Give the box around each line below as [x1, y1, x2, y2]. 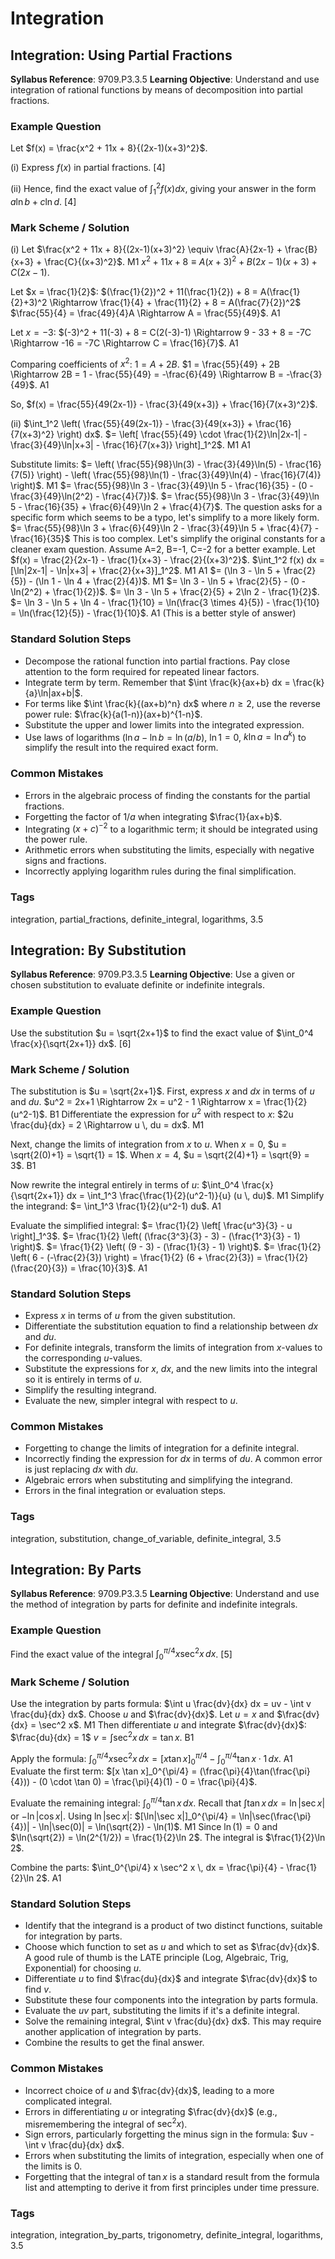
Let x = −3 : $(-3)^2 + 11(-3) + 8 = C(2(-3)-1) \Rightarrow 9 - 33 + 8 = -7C [10, 326, 312, 338]
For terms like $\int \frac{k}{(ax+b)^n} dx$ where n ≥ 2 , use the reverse [24, 697, 321, 709]
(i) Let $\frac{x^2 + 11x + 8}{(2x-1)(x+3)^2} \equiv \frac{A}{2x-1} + [10, 243, 283, 256]
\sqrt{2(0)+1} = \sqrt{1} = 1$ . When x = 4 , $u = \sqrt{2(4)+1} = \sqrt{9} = [10, 1148, 310, 1161]
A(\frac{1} [259, 285, 301, 297]
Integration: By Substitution [10, 942, 187, 959]
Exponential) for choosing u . [24, 1962, 142, 1974]
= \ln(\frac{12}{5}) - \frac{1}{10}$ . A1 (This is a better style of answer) [10, 607, 297, 619]
